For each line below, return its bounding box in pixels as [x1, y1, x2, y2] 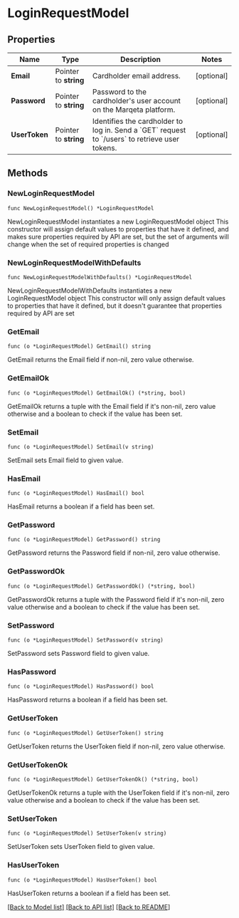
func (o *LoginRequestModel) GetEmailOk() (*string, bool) [7, 390, 186, 397]
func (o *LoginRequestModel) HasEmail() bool [7, 490, 144, 497]
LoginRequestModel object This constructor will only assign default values [7, 293, 226, 302]
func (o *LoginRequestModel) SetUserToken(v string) [7, 830, 167, 838]
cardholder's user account [92, 96, 181, 105]
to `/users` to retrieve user [92, 134, 180, 144]
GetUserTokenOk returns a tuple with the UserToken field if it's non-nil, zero [7, 788, 230, 797]
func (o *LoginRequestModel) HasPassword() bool [7, 683, 154, 690]
